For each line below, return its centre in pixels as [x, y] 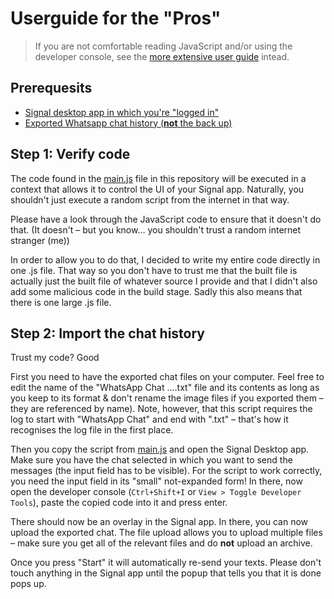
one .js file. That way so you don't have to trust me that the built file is [154, 270]
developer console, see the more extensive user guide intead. [162, 56]
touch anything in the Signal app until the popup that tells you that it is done [166, 573]
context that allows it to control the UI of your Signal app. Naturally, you [157, 189]
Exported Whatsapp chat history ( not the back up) [128, 123]
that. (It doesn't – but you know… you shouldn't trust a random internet [156, 229]
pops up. [28, 584]
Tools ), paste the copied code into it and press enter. [119, 503]
